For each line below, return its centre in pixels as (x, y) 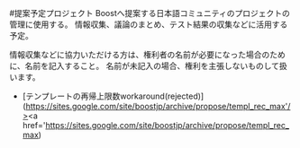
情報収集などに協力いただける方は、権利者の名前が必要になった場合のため (147, 55)
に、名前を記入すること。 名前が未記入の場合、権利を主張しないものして (145, 66)
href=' (34, 125)
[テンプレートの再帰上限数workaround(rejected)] (113, 96)
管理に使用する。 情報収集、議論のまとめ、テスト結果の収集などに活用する (149, 24)
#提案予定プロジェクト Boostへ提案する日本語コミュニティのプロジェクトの (150, 13)
